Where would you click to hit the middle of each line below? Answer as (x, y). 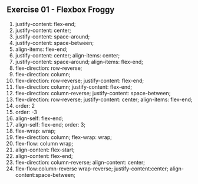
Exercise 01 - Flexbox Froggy (61, 10)
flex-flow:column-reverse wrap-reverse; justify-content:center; (92, 169)
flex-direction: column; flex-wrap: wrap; (64, 137)
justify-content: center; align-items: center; (67, 55)
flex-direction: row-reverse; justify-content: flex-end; (79, 80)
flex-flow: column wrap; (44, 143)
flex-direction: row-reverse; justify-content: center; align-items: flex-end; (104, 99)
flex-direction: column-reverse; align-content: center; (80, 162)
